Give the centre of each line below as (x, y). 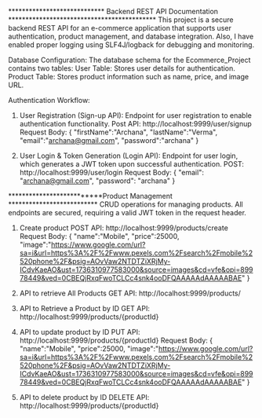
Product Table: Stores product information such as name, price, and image (129, 77)
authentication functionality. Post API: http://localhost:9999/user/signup (136, 124)
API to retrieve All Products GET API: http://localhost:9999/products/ (130, 293)
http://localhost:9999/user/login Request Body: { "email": (111, 172)
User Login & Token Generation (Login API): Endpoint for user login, (129, 156)
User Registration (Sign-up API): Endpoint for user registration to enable (136, 115)
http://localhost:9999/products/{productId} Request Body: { (116, 340)
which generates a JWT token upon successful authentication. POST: (132, 164)
